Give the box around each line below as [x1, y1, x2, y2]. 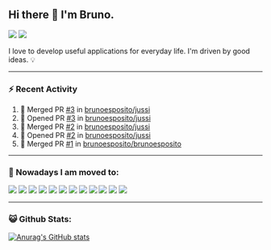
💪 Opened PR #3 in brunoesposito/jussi [19, 114, 152, 123]
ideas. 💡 [8, 54, 36, 65]
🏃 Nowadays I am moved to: [8, 167, 119, 178]
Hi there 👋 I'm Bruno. [8, 8, 115, 22]
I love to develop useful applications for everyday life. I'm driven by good [8, 46, 250, 56]
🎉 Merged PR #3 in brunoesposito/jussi [19, 105, 151, 115]
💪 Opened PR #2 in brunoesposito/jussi [19, 131, 151, 140]
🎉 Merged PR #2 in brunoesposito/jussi [19, 122, 151, 131]
